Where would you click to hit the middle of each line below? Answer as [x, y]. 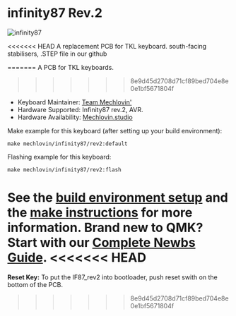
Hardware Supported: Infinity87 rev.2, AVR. [80, 109]
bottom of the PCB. [35, 284]
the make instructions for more [100, 213]
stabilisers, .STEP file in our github [57, 54]
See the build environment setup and [118, 198]
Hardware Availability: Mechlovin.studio [75, 117]
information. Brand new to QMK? [105, 228]
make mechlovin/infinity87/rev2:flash [64, 170]
